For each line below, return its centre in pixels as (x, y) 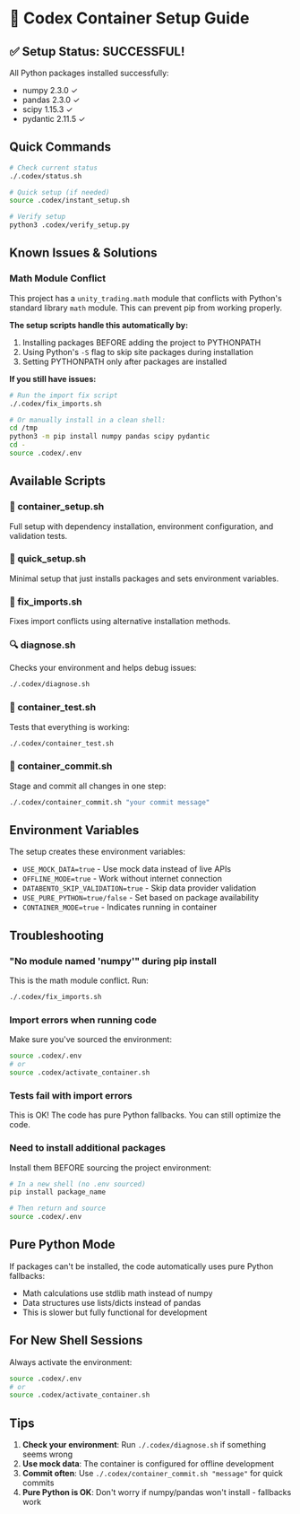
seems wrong (47, 1454)
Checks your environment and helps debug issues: (103, 668)
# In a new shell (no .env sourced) (77, 1184)
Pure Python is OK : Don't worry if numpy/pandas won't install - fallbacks (157, 1492)
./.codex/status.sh (46, 176)
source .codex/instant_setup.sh (69, 201)
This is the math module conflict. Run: (79, 980)
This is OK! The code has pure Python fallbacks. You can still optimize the (146, 1115)
